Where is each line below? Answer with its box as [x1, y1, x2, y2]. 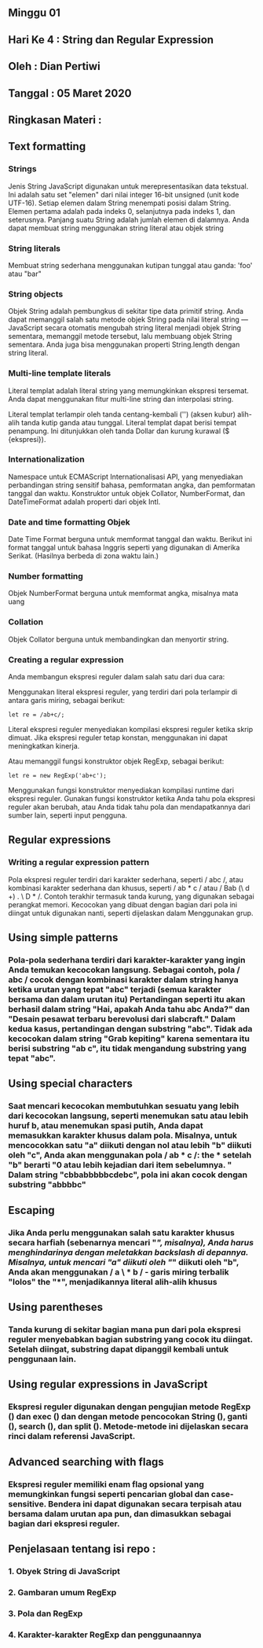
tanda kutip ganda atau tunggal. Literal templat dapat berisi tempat [20, 418, 237, 427]
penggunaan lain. [8, 1353, 77, 1364]
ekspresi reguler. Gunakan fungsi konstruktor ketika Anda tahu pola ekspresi [8, 794, 255, 804]
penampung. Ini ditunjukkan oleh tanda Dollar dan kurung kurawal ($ [8, 426, 230, 436]
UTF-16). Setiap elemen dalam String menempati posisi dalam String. [8, 198, 232, 208]
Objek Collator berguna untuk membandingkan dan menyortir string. [8, 635, 229, 644]
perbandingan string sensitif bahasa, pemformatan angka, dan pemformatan [8, 480, 256, 490]
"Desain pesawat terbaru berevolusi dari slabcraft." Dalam [8, 1013, 236, 1024]
